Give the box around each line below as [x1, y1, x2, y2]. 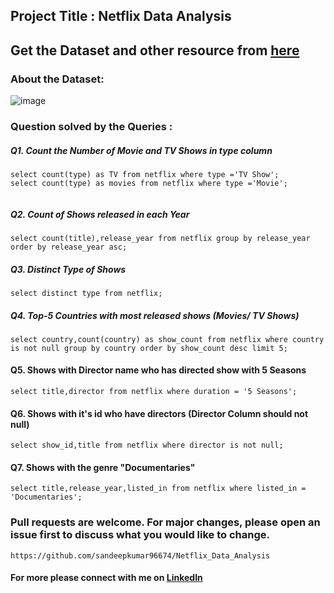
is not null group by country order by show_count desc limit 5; [10, 343, 288, 353]
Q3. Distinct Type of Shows [10, 263, 127, 275]
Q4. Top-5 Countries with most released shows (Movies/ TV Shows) [10, 309, 300, 321]
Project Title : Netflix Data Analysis [10, 8, 232, 25]
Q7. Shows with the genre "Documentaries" [10, 461, 196, 473]
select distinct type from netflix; [10, 288, 163, 298]
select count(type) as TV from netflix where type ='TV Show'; [10, 169, 280, 179]
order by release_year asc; [10, 242, 128, 252]
